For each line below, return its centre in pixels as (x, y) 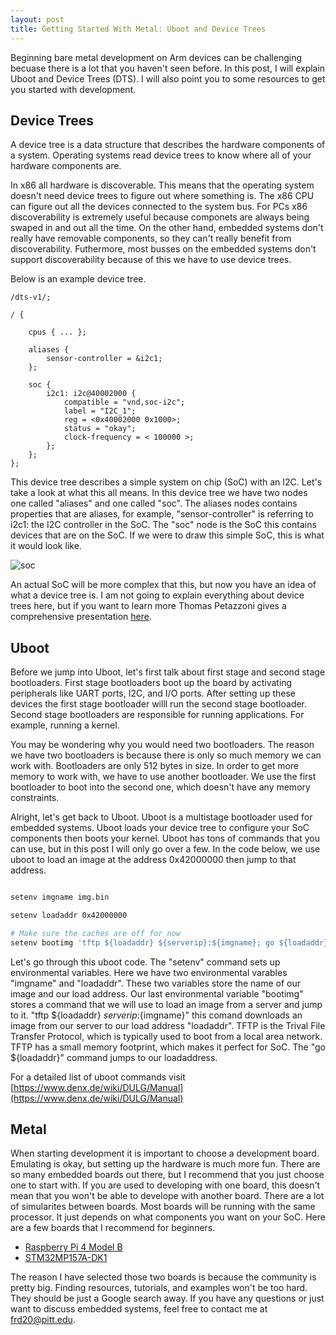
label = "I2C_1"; (100, 411)
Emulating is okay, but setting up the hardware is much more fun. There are (165, 1164)
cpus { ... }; (57, 332)
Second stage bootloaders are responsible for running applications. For (157, 715)
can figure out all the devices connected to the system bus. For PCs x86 (159, 207)
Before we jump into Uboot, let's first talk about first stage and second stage (168, 672)
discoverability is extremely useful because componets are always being (160, 217)
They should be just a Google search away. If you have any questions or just (167, 1298)
